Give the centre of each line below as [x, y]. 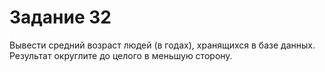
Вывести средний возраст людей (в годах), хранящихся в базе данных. [162, 45]
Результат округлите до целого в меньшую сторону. [121, 55]
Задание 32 [60, 17]
